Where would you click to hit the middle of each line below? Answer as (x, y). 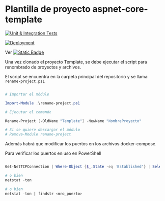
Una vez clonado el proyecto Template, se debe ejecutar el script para (76, 62)
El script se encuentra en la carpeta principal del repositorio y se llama (76, 76)
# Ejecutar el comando (28, 112)
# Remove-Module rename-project (38, 134)
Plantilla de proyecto (48, 9)
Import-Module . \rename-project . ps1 (42, 103)
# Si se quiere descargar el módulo (42, 130)
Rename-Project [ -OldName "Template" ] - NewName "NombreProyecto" (73, 121)
